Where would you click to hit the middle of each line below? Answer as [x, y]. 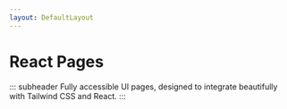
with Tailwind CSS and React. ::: [68, 96]
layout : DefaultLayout [51, 17]
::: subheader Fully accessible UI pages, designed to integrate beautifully [143, 87]
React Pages [57, 61]
